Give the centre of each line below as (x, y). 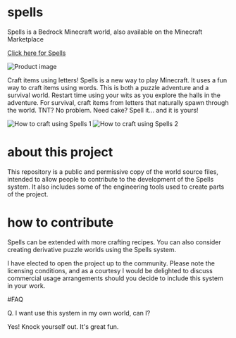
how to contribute (61, 223)
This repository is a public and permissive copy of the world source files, (113, 171)
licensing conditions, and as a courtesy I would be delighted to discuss (110, 270)
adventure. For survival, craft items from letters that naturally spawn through (118, 102)
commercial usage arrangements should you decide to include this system (115, 278)
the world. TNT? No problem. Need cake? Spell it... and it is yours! (103, 110)
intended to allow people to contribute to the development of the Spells (111, 179)
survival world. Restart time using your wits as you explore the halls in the (114, 95)
